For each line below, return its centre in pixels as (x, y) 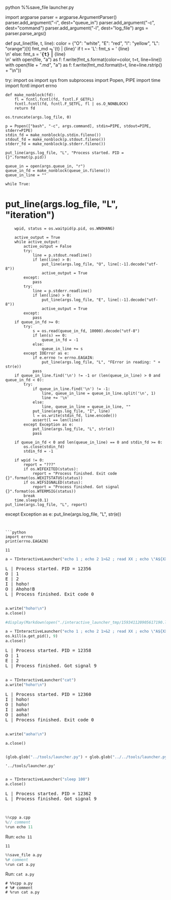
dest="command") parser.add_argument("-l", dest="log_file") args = (77, 28)
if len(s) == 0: (50, 335)
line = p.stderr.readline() (62, 291)
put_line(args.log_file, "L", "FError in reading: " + (101, 362)
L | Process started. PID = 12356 (48, 569)
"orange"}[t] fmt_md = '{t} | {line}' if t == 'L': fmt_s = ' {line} (67, 49)
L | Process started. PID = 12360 (48, 694)
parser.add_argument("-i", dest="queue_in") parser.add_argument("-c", (80, 23)
